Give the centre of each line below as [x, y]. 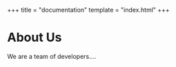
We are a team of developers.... [52, 56]
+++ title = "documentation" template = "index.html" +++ [89, 10]
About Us [35, 38]
